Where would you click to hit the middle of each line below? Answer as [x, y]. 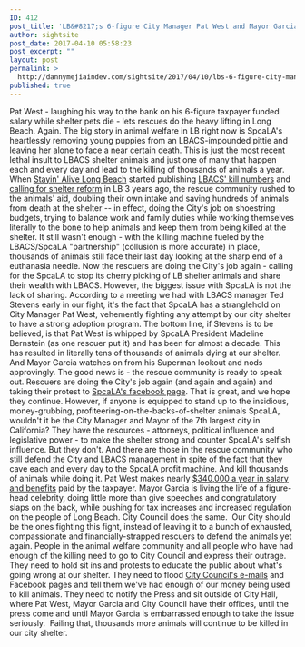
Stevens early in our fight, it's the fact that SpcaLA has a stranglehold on [145, 304]
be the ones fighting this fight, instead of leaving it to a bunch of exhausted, [151, 526]
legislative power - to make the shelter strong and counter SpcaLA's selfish [150, 439]
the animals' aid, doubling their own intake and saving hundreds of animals [149, 198]
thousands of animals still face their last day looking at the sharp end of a [146, 256]
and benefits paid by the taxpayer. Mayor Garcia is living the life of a [137, 488]
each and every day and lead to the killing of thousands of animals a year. [147, 169]
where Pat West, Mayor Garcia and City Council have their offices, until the [149, 603]
